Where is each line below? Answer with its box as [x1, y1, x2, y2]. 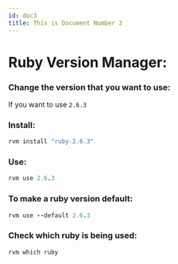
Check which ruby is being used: [8, 230, 137, 241]
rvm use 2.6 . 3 [8, 174, 56, 183]
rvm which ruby [8, 248, 59, 256]
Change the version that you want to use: [8, 81, 171, 92]
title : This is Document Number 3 [8, 19, 123, 27]
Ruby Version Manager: [8, 53, 168, 72]
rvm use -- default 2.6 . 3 [8, 212, 91, 219]
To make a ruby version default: [8, 193, 133, 204]
